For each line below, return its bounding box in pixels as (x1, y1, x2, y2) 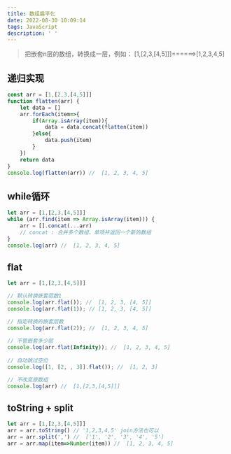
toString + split (7, 402, 73, 413)
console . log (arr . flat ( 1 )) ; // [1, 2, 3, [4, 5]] (7, 305, 152, 312)
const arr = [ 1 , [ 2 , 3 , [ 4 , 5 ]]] (7, 92, 92, 99)
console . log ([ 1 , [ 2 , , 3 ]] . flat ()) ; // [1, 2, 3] (7, 363, 158, 371)
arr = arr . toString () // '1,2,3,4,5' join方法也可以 (7, 427, 159, 434)
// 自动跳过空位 (7, 357, 48, 364)
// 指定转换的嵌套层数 (7, 318, 64, 325)
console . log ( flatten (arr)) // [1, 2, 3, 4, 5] (7, 169, 149, 176)
